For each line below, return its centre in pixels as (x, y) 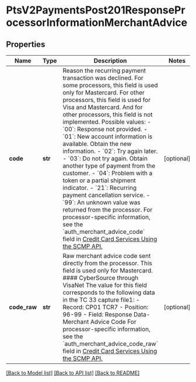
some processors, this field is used (111, 85)
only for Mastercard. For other (104, 93)
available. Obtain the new (97, 144)
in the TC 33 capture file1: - (101, 300)
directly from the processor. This (108, 263)
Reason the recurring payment (104, 71)
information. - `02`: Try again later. (110, 151)
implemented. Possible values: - (107, 122)
